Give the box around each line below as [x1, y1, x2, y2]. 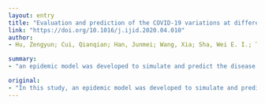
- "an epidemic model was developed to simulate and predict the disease [8, 62, 256, 71]
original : [8, 76, 41, 84]
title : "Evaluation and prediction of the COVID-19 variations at [8, 19, 231, 27]
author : [8, 33, 34, 42]
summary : [8, 55, 37, 63]
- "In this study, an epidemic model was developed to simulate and [8, 84, 238, 91]
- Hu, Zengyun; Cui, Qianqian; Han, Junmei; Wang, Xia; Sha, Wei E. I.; [8, 41, 252, 49]
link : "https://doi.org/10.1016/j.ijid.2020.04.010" [8, 26, 185, 34]
